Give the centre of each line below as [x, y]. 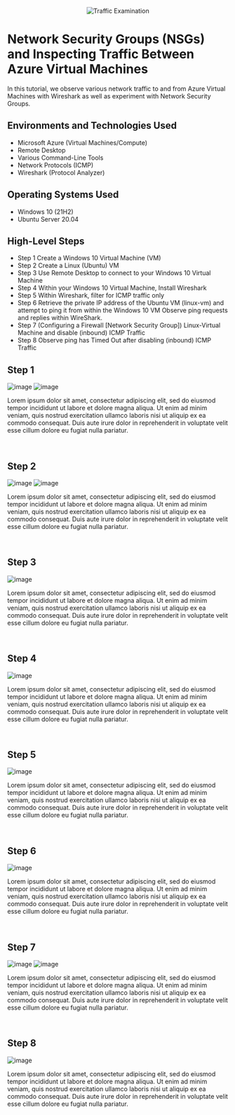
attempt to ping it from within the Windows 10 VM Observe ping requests [122, 310]
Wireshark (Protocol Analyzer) [61, 172]
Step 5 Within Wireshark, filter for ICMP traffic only [91, 295]
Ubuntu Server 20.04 [48, 219]
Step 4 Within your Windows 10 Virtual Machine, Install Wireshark [112, 288]
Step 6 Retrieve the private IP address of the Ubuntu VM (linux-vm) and [121, 303]
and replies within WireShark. [60, 318]
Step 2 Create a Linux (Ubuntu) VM [68, 266]
